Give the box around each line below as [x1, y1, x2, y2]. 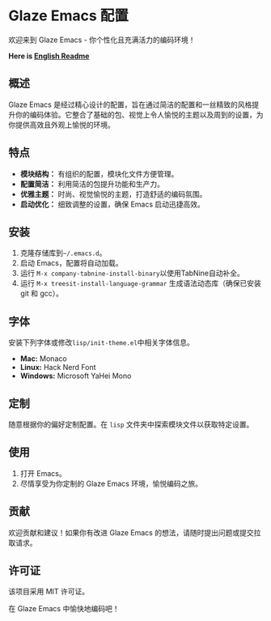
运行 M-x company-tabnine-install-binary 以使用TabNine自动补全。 [19, 268, 244, 279]
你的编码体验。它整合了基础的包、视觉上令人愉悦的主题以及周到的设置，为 [15, 109, 264, 119]
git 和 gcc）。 [19, 288, 63, 299]
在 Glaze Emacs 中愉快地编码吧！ [8, 604, 120, 614]
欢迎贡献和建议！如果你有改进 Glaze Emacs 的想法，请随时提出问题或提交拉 [8, 527, 261, 538]
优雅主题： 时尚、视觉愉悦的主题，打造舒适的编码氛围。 [19, 189, 207, 198]
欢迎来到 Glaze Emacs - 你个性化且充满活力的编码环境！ [8, 35, 196, 45]
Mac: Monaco [19, 354, 67, 364]
